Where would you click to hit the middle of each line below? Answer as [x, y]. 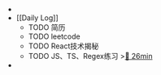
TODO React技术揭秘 [63, 46]
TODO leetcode [54, 36]
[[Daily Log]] [37, 18]
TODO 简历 [47, 27]
